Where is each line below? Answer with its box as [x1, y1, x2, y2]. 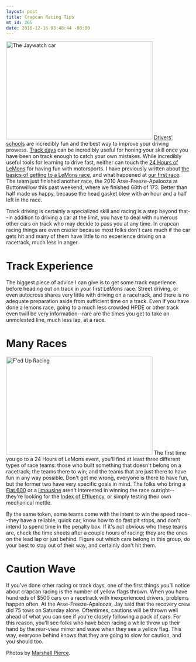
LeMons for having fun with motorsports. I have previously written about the [6, 165, 190, 172]
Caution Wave [6, 562, 76, 576]
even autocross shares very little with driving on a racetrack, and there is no [6, 291, 189, 298]
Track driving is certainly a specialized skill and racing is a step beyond [6, 208, 177, 215]
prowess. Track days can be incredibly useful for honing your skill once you [6, 146, 188, 153]
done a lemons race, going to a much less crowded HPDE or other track [6, 304, 180, 311]
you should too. [6, 638, 44, 645]
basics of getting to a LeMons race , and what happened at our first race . [6, 172, 181, 179]
